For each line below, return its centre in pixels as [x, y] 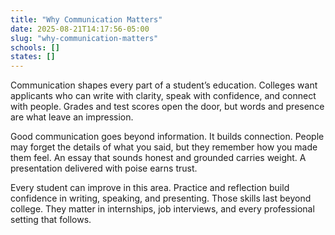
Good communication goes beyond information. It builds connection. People [167, 137]
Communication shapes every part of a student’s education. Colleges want [164, 85]
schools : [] [35, 47]
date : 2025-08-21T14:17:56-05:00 [80, 29]
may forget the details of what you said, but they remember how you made [164, 147]
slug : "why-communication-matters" [84, 38]
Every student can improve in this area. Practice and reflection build [150, 188]
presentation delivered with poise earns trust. [104, 168]
